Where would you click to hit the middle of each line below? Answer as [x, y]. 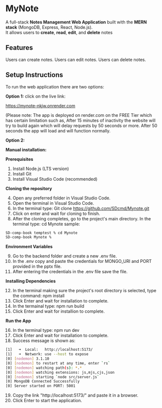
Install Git [22, 173]
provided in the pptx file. [37, 266]
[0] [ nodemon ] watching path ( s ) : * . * [44, 368]
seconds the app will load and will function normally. [58, 130]
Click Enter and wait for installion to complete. [59, 311]
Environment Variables [29, 247]
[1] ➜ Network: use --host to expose [47, 354]
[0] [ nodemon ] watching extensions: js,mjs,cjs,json [60, 372]
